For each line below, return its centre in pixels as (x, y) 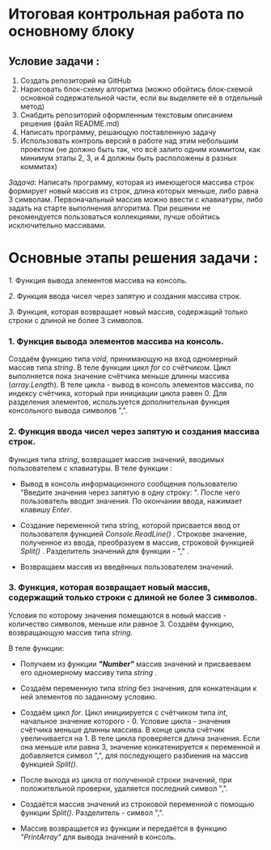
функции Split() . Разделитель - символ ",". (92, 812)
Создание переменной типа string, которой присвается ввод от (130, 525)
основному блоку (72, 31)
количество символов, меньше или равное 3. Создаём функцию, (121, 623)
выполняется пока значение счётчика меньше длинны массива (119, 376)
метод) (32, 106)
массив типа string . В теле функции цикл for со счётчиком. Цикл (120, 368)
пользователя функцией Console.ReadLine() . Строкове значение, (133, 533)
